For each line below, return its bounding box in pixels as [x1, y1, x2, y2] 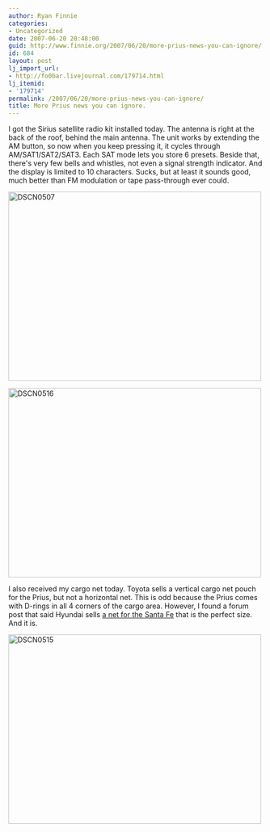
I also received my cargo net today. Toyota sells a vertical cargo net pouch [8, 584, 256, 594]
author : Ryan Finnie [8, 11, 78, 20]
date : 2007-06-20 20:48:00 [8, 34, 99, 43]
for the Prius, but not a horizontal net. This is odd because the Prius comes [8, 593, 258, 603]
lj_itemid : [8, 79, 45, 87]
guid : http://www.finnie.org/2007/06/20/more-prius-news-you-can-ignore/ [8, 42, 263, 50]
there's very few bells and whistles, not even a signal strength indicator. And [8, 158, 263, 168]
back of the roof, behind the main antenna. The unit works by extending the [8, 132, 260, 142]
